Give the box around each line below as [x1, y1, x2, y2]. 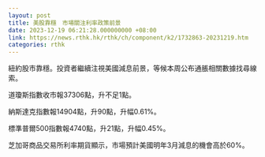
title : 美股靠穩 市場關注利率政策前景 [8, 19, 121, 27]
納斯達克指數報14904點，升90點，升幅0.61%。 [8, 107, 162, 117]
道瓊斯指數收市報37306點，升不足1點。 [8, 90, 136, 99]
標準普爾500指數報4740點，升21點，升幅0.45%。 [8, 124, 170, 133]
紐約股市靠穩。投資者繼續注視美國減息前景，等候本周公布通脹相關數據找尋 [8, 64, 250, 73]
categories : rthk [8, 41, 65, 49]
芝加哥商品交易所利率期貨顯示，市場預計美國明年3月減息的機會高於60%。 [8, 140, 249, 150]
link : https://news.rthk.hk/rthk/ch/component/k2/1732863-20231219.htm [8, 33, 248, 42]
